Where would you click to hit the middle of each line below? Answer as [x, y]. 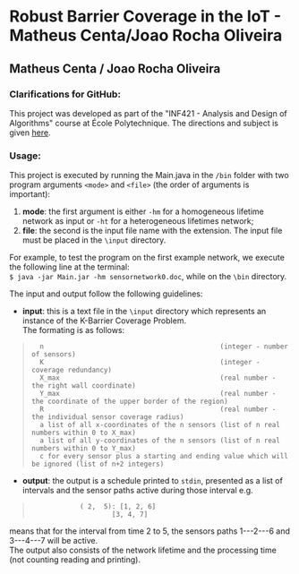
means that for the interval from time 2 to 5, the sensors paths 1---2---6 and [150, 531]
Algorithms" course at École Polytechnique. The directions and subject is [144, 123]
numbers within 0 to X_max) [83, 433]
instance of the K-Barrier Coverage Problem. [104, 321]
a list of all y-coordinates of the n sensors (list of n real [160, 441]
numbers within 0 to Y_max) [83, 449]
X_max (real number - [158, 378]
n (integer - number [164, 347]
